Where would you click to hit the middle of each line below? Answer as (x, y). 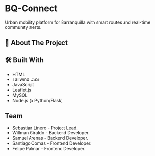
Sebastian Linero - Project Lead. (45, 128)
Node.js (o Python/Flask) (37, 101)
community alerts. (23, 27)
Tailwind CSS (26, 79)
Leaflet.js (22, 90)
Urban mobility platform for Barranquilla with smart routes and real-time (78, 22)
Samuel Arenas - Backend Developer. (50, 138)
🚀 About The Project (36, 43)
